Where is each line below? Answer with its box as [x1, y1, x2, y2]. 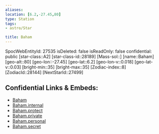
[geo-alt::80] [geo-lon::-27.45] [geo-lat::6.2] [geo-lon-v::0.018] [5, 59, 134, 65]
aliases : [5, 7, 23, 12]
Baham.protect [12, 107, 43, 113]
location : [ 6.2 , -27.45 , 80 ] [5, 12, 61, 17]
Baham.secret [12, 123, 41, 129]
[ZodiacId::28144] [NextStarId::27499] [5, 69, 83, 75]
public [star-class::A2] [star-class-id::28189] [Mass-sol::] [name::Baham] [5, 54, 154, 60]
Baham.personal [12, 118, 46, 124]
